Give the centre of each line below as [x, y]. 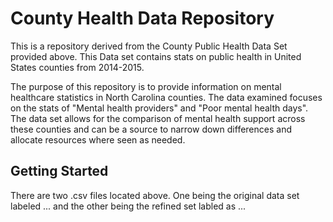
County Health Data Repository [142, 18]
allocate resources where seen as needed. [98, 139]
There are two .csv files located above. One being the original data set [155, 195]
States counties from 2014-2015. [77, 67]
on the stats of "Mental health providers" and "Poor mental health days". [159, 108]
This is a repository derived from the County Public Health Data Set [149, 46]
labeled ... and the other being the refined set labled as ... [128, 206]
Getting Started [59, 171]
